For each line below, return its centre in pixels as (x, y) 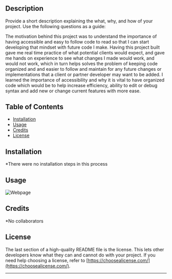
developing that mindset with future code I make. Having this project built (83, 47)
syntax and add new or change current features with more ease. (73, 91)
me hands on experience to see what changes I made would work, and (80, 58)
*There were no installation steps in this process (57, 164)
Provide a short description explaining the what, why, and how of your (79, 21)
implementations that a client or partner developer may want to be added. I (84, 74)
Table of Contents (35, 107)
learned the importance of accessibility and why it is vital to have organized (85, 80)
